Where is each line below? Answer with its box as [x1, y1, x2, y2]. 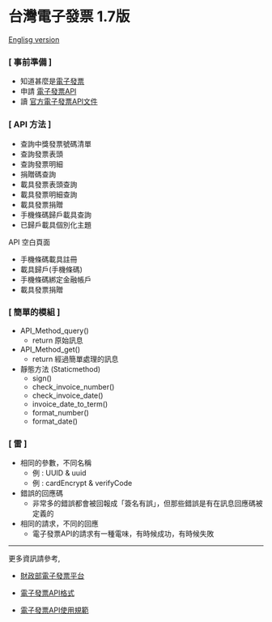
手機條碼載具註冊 [19, 254, 78, 264]
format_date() [32, 416, 79, 426]
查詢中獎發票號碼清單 [19, 138, 91, 148]
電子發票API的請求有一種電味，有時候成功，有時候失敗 [32, 529, 215, 539]
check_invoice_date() [32, 390, 104, 400]
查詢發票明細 [19, 159, 63, 168]
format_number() [32, 407, 89, 417]
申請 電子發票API [19, 87, 77, 96]
